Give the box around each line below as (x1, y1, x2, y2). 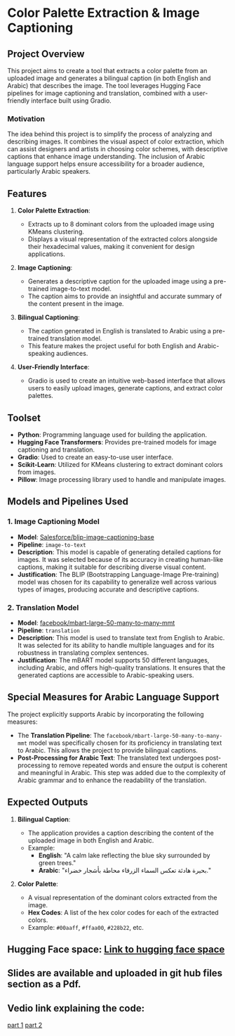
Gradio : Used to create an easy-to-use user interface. (17, 452, 174, 461)
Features (7, 188, 47, 200)
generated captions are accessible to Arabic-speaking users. (17, 670, 194, 679)
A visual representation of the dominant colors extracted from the (27, 893, 217, 902)
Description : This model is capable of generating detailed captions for (17, 547, 222, 556)
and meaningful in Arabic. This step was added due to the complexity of (17, 768, 226, 776)
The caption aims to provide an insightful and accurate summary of (27, 292, 222, 300)
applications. (27, 250, 65, 258)
